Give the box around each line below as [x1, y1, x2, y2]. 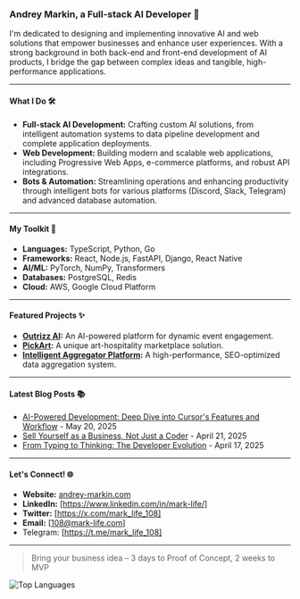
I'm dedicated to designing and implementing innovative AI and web [9, 29, 259, 39]
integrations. [21, 166, 69, 177]
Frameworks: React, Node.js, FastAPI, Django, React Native [21, 253, 243, 263]
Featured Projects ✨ [9, 310, 86, 320]
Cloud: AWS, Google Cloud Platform [21, 281, 156, 292]
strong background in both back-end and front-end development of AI [9, 47, 268, 58]
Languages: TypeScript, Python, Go [21, 243, 155, 254]
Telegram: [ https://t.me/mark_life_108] [21, 527, 162, 538]
